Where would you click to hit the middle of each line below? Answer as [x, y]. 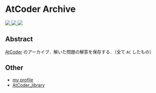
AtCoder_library [29, 85]
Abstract [19, 39]
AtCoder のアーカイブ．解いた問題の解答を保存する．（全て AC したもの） [79, 52]
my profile [23, 80]
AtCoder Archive [40, 9]
